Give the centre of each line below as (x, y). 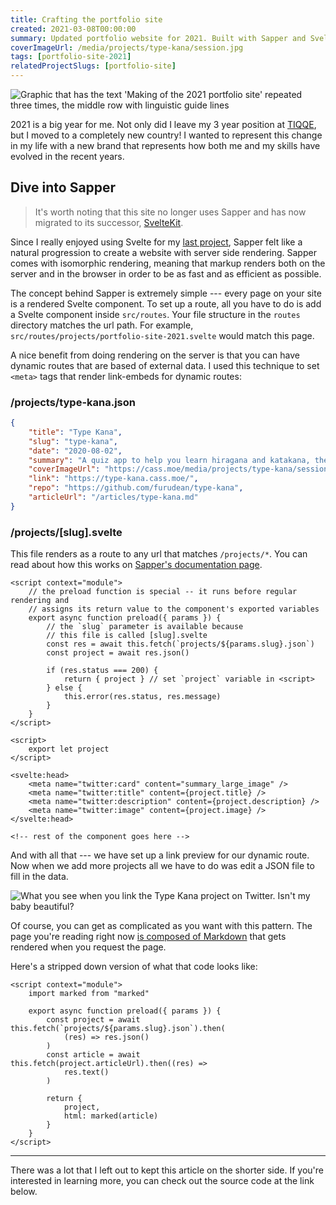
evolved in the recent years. (67, 156)
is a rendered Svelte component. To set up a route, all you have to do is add (166, 303)
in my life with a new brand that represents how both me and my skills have (165, 145)
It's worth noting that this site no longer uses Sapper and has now (170, 212)
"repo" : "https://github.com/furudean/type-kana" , (136, 488)
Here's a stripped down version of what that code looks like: (134, 967)
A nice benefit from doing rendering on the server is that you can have (155, 355)
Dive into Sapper (63, 187)
